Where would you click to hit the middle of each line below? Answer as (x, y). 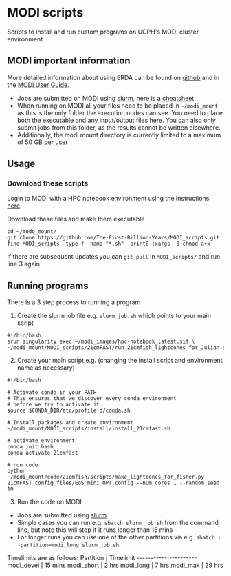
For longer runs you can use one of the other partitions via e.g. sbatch (116, 537)
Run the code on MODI (49, 502)
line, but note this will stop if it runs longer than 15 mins (95, 530)
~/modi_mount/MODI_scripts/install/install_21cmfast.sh (89, 429)
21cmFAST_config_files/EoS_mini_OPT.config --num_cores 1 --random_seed (113, 483)
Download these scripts (48, 183)
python (16, 471)
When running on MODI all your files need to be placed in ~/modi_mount (118, 106)
